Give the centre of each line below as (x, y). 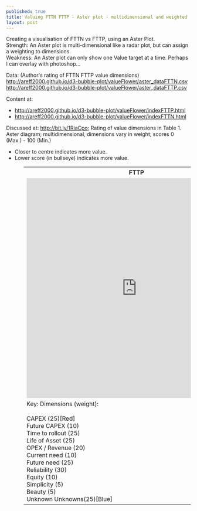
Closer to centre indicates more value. (61, 152)
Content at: (20, 99)
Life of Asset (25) (50, 441)
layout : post (22, 22)
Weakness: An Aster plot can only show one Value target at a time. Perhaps (97, 58)
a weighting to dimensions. (39, 52)
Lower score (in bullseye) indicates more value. (72, 158)
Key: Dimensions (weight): (62, 404)
